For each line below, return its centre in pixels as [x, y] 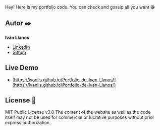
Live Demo [22, 68]
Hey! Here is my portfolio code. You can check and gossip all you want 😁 [80, 7]
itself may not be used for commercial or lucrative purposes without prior [80, 117]
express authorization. [28, 123]
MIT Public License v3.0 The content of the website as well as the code [78, 112]
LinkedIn [21, 47]
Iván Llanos [17, 37]
